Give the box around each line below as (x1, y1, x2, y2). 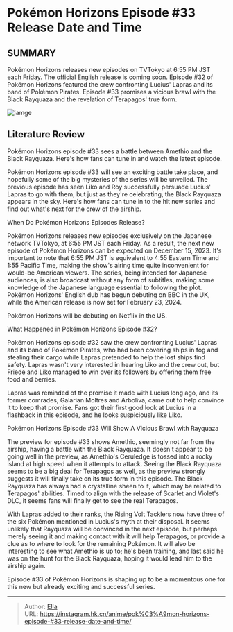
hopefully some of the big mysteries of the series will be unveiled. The (7, 175, 208, 183)
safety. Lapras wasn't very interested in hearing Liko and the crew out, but (7, 360, 220, 368)
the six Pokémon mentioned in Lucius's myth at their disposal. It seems (7, 517, 210, 525)
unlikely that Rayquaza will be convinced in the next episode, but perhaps (7, 524, 218, 533)
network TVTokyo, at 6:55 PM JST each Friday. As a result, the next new (7, 239, 215, 247)
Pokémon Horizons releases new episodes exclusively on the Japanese (7, 231, 212, 240)
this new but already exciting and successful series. (7, 582, 155, 590)
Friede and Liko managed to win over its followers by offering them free (7, 368, 212, 376)
